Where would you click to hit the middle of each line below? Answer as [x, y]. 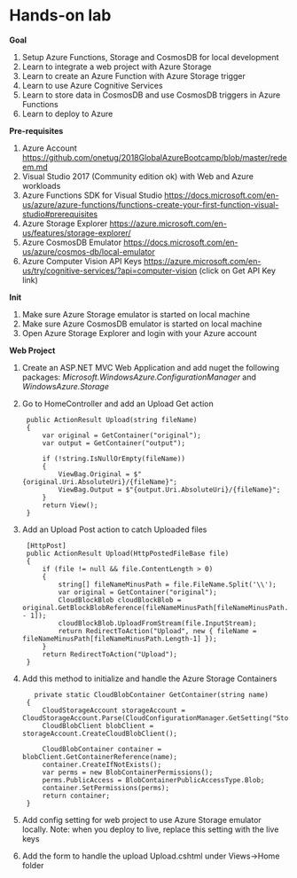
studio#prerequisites [60, 214]
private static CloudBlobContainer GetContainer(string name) [151, 694]
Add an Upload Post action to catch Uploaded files [114, 529]
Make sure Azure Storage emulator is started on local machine [136, 314]
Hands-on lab [60, 16]
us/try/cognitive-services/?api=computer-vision [109, 270]
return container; [76, 796]
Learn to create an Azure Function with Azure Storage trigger [133, 75]
